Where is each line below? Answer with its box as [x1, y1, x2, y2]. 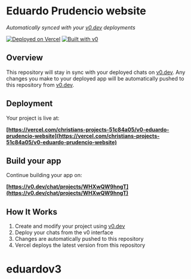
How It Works [6, 207, 58, 217]
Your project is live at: [6, 114, 60, 122]
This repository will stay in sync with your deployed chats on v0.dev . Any [6, 69, 186, 76]
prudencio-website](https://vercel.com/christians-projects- [6, 132, 160, 139]
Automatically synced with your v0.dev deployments [6, 24, 135, 31]
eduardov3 [6, 262, 61, 276]
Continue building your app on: [6, 172, 82, 179]
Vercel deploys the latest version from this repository [14, 241, 146, 249]
